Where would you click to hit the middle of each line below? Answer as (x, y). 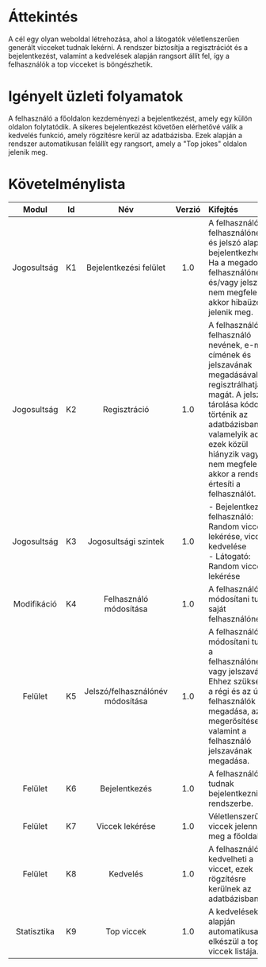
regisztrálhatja (235, 384)
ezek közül (228, 444)
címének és (230, 355)
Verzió (188, 209)
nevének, (226, 345)
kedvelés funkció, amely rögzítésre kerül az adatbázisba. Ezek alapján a (125, 135)
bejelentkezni (234, 793)
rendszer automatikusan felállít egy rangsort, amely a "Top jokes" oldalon (128, 144)
